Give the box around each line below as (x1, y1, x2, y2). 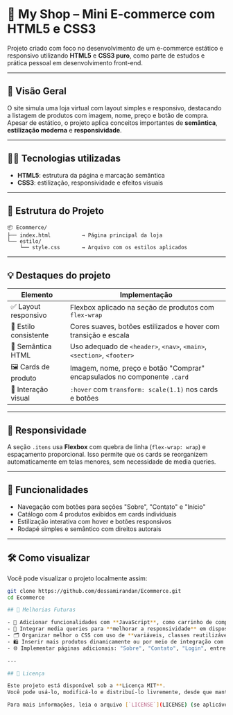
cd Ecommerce (7, 594, 45, 601)
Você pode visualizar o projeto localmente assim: (7, 574, 148, 582)
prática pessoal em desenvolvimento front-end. (7, 58, 144, 67)
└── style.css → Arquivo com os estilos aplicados (19, 244, 188, 251)
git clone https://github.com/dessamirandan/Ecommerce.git (7, 587, 182, 594)
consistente (10, 330, 49, 340)
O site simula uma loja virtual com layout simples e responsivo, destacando (7, 103, 222, 112)
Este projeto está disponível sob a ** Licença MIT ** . (7, 682, 166, 689)
